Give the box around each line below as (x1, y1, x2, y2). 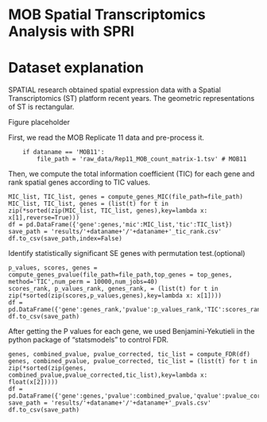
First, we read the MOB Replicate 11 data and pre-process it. (8, 133, 205, 142)
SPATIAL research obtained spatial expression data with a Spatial (8, 85, 221, 95)
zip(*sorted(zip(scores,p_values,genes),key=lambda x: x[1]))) (8, 292, 222, 300)
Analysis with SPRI (8, 22, 135, 41)
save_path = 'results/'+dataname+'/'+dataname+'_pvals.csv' (8, 399, 212, 407)
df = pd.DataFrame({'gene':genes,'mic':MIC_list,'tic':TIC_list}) (8, 221, 233, 229)
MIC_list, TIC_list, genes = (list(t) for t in (8, 200, 169, 208)
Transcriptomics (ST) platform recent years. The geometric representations (8, 94, 255, 103)
